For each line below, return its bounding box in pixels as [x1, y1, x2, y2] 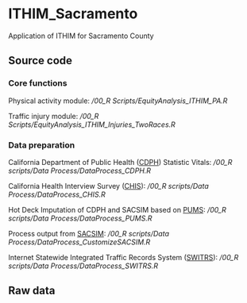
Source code [8, 54, 73, 67]
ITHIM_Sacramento [8, 5, 138, 23]
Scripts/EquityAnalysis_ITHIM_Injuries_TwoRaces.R [8, 120, 176, 129]
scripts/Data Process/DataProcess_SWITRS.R [8, 261, 159, 270]
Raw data [8, 284, 56, 297]
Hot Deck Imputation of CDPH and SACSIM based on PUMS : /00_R [8, 205, 226, 214]
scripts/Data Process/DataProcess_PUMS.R [8, 213, 152, 223]
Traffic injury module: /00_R [8, 111, 99, 121]
